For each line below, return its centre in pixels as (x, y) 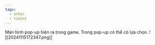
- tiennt (18, 18)
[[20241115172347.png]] (29, 37)
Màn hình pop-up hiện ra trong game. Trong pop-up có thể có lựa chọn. (77, 32)
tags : (10, 9)
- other (17, 14)
